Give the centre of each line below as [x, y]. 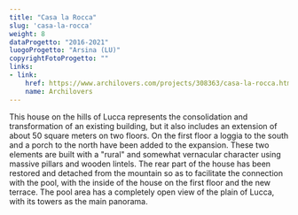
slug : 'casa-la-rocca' [51, 26]
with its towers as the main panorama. [78, 201]
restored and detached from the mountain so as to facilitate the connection [146, 173]
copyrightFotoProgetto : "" [59, 58]
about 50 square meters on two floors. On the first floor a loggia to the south [149, 135]
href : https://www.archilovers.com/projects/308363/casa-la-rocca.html [160, 83]
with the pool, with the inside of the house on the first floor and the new [140, 182]
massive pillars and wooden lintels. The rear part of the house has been [140, 164]
